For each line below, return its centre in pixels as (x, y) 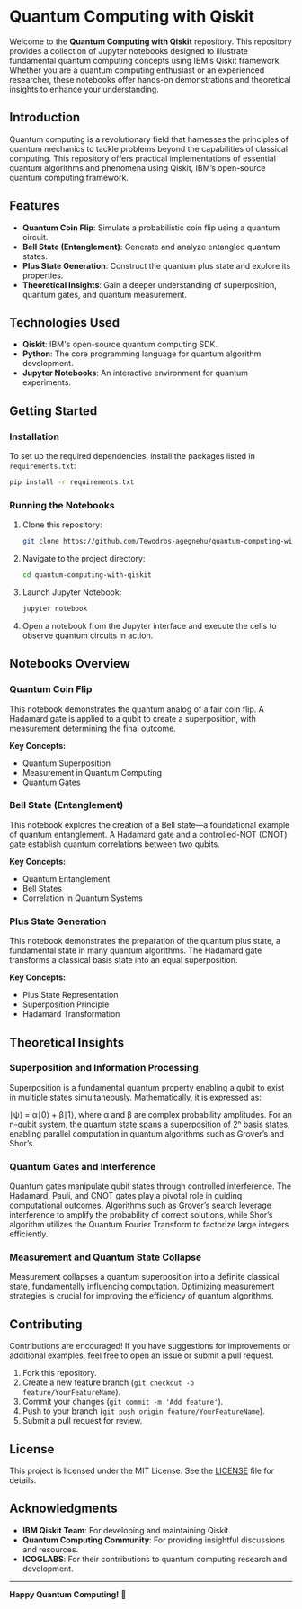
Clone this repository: (62, 525)
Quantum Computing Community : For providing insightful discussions (154, 1540)
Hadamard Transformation (71, 1014)
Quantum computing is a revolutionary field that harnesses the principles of (149, 139)
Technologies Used (64, 323)
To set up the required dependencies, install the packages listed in (133, 456)
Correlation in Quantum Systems (83, 898)
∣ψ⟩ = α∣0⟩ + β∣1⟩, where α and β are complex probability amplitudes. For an (151, 1114)
